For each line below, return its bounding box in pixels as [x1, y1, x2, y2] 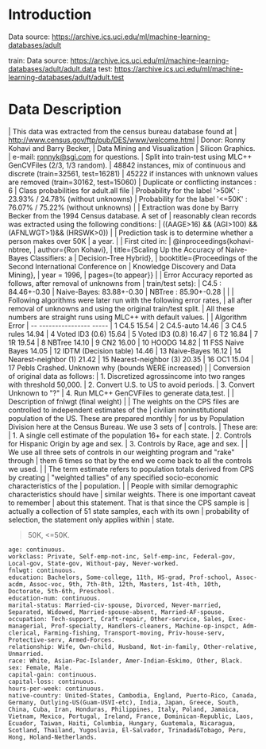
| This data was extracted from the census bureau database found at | [8, 126, 237, 136]
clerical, [8, 629, 41, 637]
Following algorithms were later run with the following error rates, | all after [8, 295, 253, 305]
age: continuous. [8, 546, 66, 554]
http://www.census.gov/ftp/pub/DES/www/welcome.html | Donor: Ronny [8, 135, 246, 145]
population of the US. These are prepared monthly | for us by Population [8, 413, 245, 423]
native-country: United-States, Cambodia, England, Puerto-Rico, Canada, [8, 691, 258, 700]
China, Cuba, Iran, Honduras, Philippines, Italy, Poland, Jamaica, [8, 705, 240, 713]
